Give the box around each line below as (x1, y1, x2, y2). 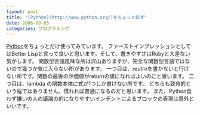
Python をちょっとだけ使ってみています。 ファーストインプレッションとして (6, 43, 191, 50)
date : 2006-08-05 (6, 20, 50, 26)
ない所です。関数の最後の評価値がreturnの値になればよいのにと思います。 (6, 72, 188, 80)
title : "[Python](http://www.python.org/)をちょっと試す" (6, 14, 147, 20)
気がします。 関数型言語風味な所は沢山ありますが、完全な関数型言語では (6, 57, 185, 65)
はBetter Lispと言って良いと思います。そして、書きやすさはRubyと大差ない (6, 50, 191, 57)
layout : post (6, 8, 39, 15)
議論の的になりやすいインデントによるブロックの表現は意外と (42, 95, 195, 102)
